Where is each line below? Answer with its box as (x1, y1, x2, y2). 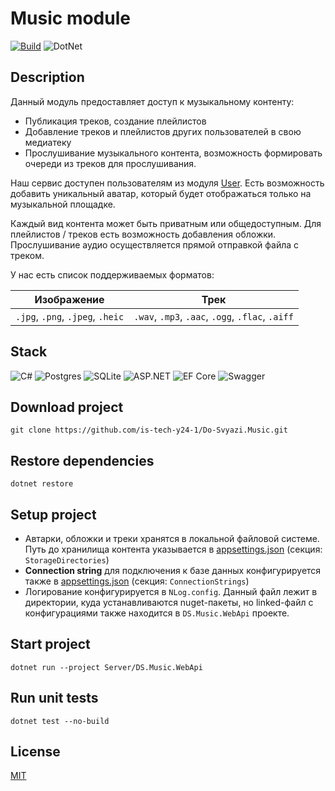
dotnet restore (10, 479, 74, 489)
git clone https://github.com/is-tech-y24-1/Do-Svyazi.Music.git (10, 425, 288, 436)
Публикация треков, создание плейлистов (24, 115, 207, 127)
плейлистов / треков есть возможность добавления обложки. (10, 228, 277, 240)
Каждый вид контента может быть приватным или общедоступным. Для (10, 217, 322, 229)
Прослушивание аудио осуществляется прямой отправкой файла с (10, 238, 300, 251)
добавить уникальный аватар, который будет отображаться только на (10, 187, 312, 199)
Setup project (10, 506, 97, 523)
